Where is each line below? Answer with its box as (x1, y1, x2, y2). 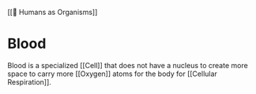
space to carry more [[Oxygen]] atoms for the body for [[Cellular (7, 69, 218, 78)
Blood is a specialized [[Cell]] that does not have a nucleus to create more (7, 60, 248, 70)
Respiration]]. (7, 77, 52, 86)
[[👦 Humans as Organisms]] (7, 8, 98, 16)
